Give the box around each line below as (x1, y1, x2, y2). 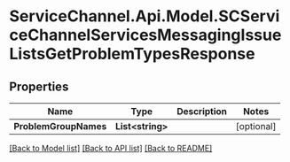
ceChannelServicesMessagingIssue (9, 25, 282, 45)
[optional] (235, 120, 277, 132)
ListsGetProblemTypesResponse (9, 44, 255, 64)
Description (176, 105, 228, 117)
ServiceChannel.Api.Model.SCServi (9, 6, 280, 27)
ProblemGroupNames (13, 120, 107, 132)
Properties (9, 79, 69, 94)
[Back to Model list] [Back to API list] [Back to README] (9, 143, 213, 153)
